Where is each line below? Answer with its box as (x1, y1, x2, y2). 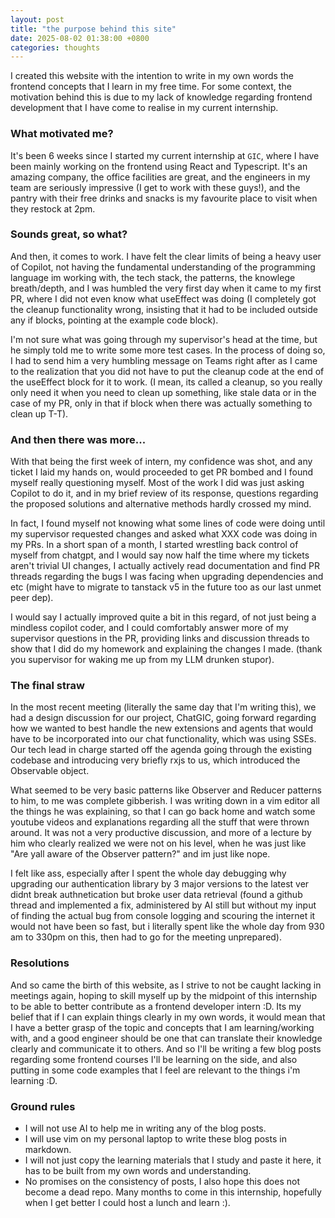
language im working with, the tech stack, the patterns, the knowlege (10, 271, 296, 283)
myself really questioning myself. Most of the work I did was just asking (10, 477, 305, 489)
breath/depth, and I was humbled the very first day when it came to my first (10, 282, 322, 294)
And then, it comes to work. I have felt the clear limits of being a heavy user (10, 250, 322, 262)
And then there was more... (10, 432, 147, 446)
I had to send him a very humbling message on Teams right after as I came (10, 354, 318, 366)
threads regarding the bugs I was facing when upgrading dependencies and (10, 571, 324, 583)
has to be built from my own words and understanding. (24, 1165, 252, 1177)
